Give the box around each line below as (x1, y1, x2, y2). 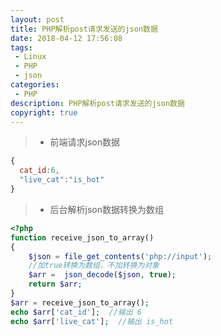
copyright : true (10, 107, 78, 118)
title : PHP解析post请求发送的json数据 (10, 24, 158, 34)
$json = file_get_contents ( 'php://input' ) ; (28, 251, 213, 261)
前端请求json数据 (49, 136, 121, 148)
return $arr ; (28, 279, 83, 290)
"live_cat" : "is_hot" (19, 175, 105, 185)
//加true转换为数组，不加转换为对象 (28, 261, 160, 271)
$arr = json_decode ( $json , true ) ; (28, 270, 177, 280)
